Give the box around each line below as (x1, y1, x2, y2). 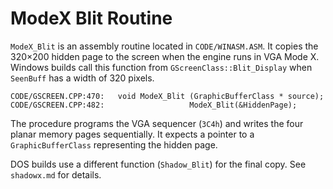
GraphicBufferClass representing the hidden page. (10, 138, 218, 151)
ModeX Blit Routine (10, 7, 173, 30)
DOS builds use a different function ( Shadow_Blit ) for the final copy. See (10, 158, 307, 170)
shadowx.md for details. (10, 168, 102, 181)
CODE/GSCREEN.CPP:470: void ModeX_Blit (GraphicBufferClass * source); (10, 91, 325, 101)
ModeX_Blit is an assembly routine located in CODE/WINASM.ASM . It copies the (10, 40, 319, 52)
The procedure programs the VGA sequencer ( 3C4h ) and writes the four (10, 117, 304, 129)
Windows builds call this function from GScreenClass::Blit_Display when (10, 61, 313, 73)
